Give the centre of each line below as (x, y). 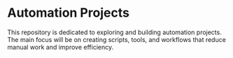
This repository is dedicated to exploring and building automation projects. (114, 32)
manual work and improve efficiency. (61, 47)
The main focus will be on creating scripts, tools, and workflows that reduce (116, 39)
